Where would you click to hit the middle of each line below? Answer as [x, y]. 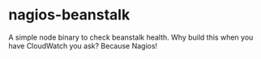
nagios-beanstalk [69, 15]
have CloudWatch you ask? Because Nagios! [83, 45]
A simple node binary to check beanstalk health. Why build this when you [131, 37]
